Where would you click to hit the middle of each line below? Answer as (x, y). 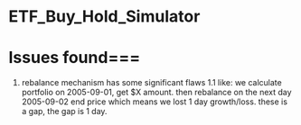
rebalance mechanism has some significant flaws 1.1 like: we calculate (151, 83)
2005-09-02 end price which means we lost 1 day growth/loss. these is (155, 102)
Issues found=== (75, 58)
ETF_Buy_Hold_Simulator (104, 17)
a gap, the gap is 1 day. (64, 112)
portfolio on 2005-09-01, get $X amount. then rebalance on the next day (156, 93)
